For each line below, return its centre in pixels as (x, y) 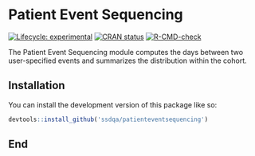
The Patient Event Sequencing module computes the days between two (126, 52)
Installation (37, 86)
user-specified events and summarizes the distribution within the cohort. (127, 60)
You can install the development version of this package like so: (113, 104)
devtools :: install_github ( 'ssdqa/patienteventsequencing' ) (108, 119)
